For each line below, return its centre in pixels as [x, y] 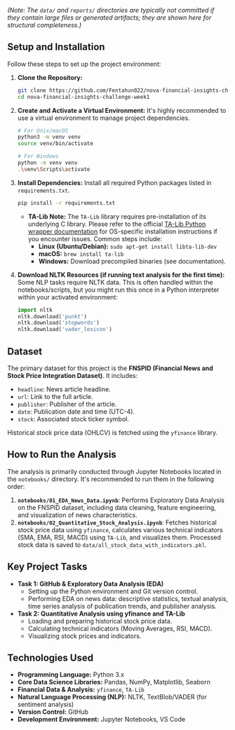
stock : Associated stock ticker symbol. [73, 419]
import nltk [35, 310]
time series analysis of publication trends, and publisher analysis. [122, 606]
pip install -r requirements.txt [66, 203]
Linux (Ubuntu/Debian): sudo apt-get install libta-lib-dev [128, 246]
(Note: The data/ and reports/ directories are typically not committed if [111, 10]
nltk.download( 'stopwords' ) [58, 323]
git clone [32, 90]
